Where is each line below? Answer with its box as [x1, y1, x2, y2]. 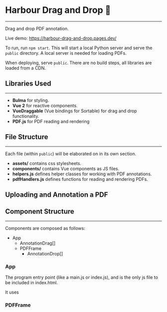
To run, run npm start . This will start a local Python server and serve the [5, 45, 153, 51]
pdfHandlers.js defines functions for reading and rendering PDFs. [12, 176, 148, 182]
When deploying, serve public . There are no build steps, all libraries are [5, 60, 152, 66]
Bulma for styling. [12, 97, 49, 103]
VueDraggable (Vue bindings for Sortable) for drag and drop [12, 108, 137, 114]
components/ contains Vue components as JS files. [12, 165, 119, 171]
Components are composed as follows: [5, 225, 85, 231]
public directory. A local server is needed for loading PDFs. [5, 50, 127, 56]
